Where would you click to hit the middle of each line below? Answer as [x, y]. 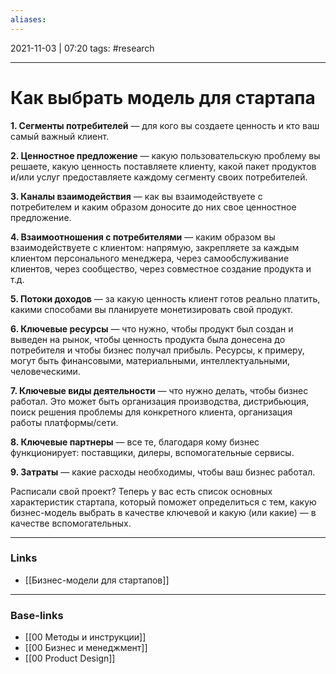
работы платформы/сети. [64, 422]
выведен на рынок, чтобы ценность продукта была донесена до [148, 339]
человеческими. [45, 371]
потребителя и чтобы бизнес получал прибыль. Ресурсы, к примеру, [157, 350]
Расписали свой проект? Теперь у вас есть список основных [141, 491]
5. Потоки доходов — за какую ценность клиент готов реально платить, [165, 298]
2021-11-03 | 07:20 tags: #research [82, 48]
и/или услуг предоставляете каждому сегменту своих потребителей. [159, 177]
